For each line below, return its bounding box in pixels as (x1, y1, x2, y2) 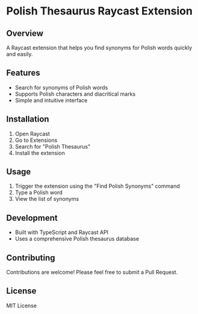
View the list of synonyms (14, 195, 79, 203)
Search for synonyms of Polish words (14, 84, 108, 91)
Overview (6, 28, 44, 38)
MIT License (6, 302, 37, 309)
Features (6, 68, 40, 78)
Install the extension (14, 149, 65, 156)
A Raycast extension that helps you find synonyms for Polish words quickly (6, 44, 193, 51)
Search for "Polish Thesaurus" (14, 143, 91, 150)
